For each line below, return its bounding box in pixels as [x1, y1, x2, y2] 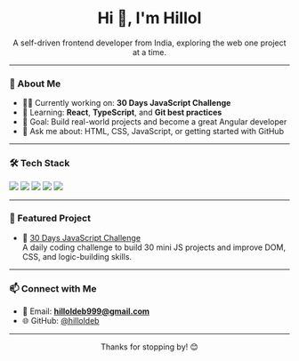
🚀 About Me [9, 77, 61, 90]
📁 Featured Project [9, 213, 92, 225]
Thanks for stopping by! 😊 [101, 341, 198, 352]
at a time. [132, 46, 167, 57]
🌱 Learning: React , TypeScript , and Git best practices [21, 107, 222, 118]
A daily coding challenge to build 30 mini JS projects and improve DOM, [21, 242, 287, 253]
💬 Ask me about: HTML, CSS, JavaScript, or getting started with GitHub [21, 126, 285, 137]
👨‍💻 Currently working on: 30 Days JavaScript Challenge [21, 98, 231, 108]
